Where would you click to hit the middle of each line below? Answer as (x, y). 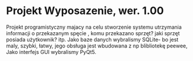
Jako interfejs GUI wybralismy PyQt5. (51, 52)
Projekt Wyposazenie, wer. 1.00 (85, 11)
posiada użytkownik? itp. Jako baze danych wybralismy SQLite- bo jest (92, 39)
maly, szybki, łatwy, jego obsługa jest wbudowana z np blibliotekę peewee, (97, 46)
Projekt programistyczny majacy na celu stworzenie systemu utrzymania (94, 27)
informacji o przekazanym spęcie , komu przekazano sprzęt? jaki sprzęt (93, 33)
